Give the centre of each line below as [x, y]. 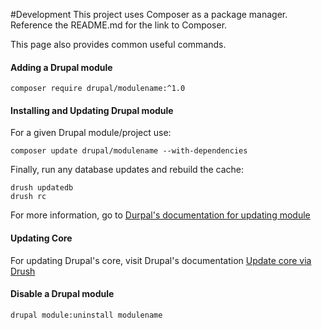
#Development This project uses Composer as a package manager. [149, 14]
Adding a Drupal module [61, 67]
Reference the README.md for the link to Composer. [119, 25]
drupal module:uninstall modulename [86, 315]
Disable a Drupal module [62, 294]
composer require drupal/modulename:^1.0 [98, 89]
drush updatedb [42, 188]
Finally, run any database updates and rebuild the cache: [127, 170]
